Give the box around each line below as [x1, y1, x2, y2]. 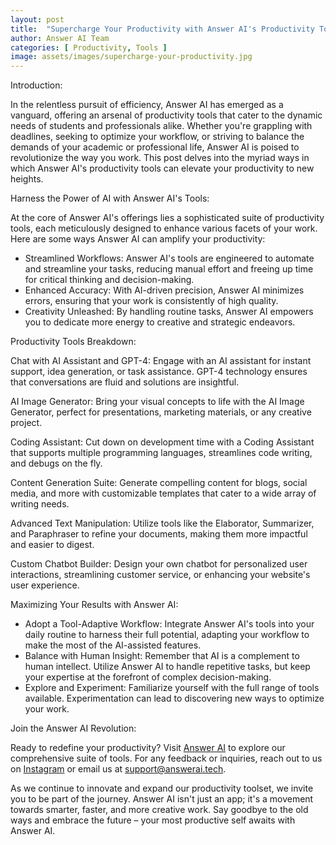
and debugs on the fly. [10, 457, 103, 470]
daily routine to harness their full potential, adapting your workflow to [24, 629, 310, 641]
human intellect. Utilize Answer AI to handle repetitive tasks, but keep [24, 661, 311, 673]
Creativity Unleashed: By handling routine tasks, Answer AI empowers [24, 306, 314, 318]
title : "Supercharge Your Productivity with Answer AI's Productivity [10, 24, 315, 34]
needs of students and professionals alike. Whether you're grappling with [10, 120, 313, 132]
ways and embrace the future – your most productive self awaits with [10, 814, 296, 826]
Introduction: [10, 79, 63, 91]
